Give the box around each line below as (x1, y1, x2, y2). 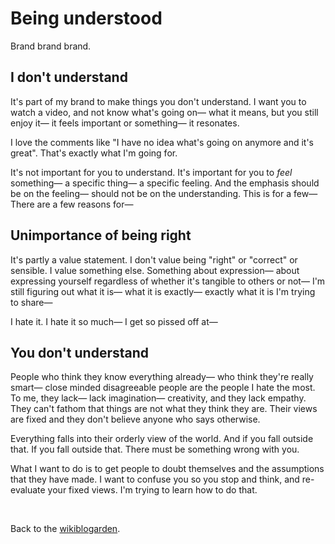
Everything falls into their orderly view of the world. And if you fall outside (10, 433, 314, 445)
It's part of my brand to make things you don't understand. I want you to (10, 95, 307, 107)
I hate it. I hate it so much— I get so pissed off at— (10, 315, 218, 327)
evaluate (10, 484, 46, 496)
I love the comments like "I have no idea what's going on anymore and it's (10, 136, 315, 148)
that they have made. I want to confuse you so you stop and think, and (10, 473, 300, 486)
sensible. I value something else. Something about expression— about (10, 264, 300, 276)
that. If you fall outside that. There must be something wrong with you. (10, 443, 300, 456)
